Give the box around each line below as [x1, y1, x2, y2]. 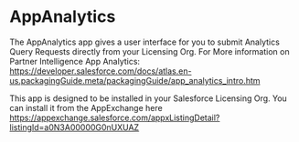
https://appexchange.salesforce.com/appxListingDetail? [9, 112, 220, 123]
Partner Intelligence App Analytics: [9, 56, 140, 66]
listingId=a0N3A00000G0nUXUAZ [9, 121, 140, 133]
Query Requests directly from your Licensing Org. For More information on [9, 46, 290, 56]
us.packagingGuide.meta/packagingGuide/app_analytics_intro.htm [9, 75, 261, 86]
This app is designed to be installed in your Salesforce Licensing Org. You [9, 93, 288, 104]
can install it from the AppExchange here [9, 102, 163, 113]
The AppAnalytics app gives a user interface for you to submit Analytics [9, 36, 281, 47]
